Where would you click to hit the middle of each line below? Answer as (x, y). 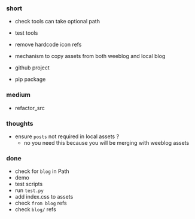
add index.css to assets (44, 197)
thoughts (20, 123)
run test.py (29, 190)
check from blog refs (41, 203)
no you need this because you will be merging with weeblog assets (106, 142)
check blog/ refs (36, 209)
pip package (30, 80)
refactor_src (30, 108)
